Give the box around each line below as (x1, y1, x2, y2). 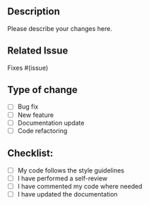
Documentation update (17, 118, 85, 127)
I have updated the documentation (17, 190, 118, 198)
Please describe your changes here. (7, 24, 113, 32)
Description (7, 6, 60, 18)
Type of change (7, 84, 78, 96)
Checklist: (7, 147, 54, 159)
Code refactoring (17, 126, 68, 135)
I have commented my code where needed (17, 182, 143, 190)
